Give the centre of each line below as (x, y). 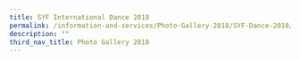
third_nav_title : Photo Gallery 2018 (79, 42)
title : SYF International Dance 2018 (79, 17)
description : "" (39, 34)
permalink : (29, 26)
